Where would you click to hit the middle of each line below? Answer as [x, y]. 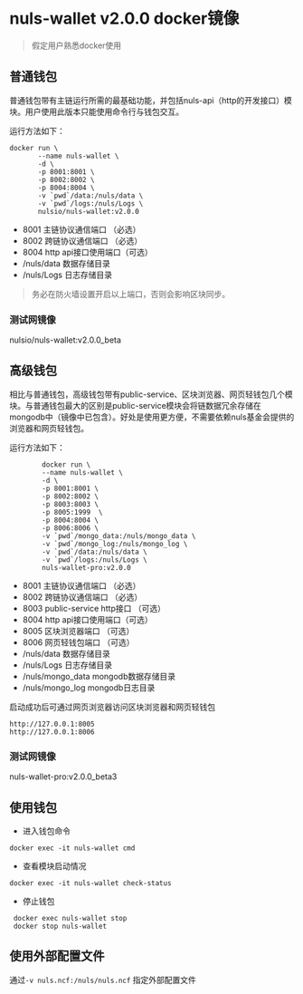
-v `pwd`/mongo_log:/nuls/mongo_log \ [115, 544]
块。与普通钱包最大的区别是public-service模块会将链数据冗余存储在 [136, 405]
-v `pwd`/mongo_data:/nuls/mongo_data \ [119, 536]
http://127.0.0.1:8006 [52, 732]
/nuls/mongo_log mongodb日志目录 [89, 687]
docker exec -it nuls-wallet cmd [72, 848]
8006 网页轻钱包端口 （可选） [78, 642]
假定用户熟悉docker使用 [76, 45]
